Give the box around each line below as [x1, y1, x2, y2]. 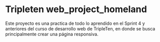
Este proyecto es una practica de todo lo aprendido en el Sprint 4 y [5, 20, 145, 26]
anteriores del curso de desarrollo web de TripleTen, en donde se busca [5, 25, 155, 31]
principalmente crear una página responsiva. [5, 31, 99, 37]
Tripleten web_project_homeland [5, 4, 147, 15]
